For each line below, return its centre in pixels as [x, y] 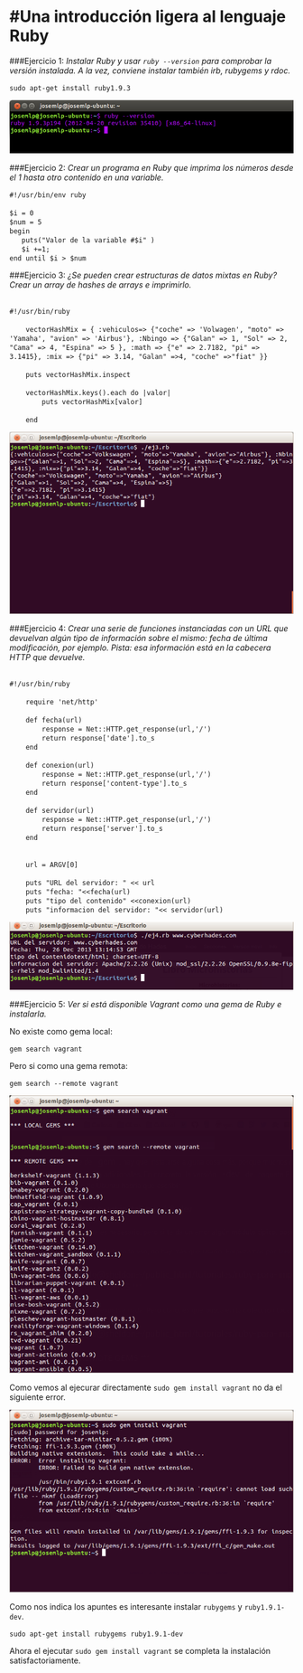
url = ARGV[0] [52, 865]
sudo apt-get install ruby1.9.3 [70, 88]
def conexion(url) [60, 766]
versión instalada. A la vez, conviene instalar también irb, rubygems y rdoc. [150, 71]
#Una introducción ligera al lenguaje [148, 17]
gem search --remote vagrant [64, 1083]
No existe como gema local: [61, 1031]
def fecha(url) [54, 721]
